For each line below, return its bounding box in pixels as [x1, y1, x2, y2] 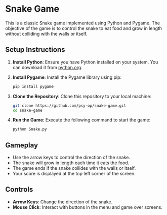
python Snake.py [12, 127, 47, 132]
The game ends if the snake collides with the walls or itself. [12, 165, 136, 171]
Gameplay [5, 141, 38, 149]
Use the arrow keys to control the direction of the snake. [12, 155, 131, 161]
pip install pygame [12, 84, 54, 89]
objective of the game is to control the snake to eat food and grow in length [5, 25, 162, 31]
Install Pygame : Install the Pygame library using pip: [12, 74, 121, 80]
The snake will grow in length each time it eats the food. [12, 160, 130, 166]
